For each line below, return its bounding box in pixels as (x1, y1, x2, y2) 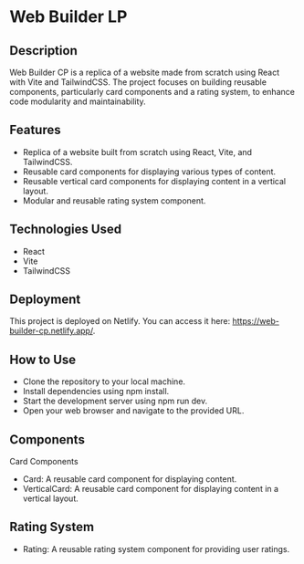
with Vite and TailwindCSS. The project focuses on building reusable (9, 77, 267, 88)
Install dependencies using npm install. (22, 386, 170, 397)
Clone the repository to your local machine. (22, 376, 185, 387)
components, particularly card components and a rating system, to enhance (9, 87, 295, 97)
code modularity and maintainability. (9, 96, 146, 107)
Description (9, 43, 78, 58)
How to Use (9, 351, 77, 367)
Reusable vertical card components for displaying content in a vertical (22, 175, 286, 186)
